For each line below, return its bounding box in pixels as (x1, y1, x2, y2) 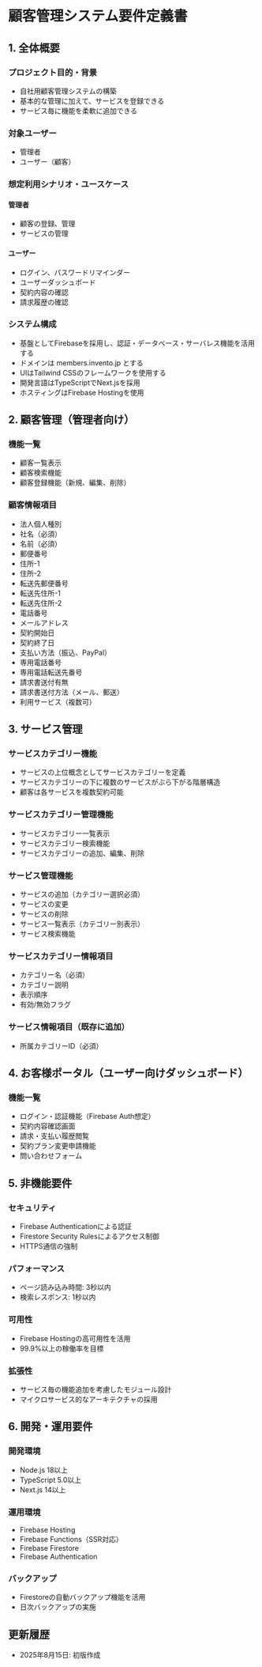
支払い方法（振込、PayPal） (19, 648, 112, 657)
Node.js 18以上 (19, 1465, 69, 1475)
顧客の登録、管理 (19, 219, 76, 229)
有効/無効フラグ (19, 1000, 71, 1009)
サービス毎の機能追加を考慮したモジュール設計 (19, 1385, 172, 1394)
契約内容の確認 (19, 287, 69, 297)
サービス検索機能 (19, 929, 76, 939)
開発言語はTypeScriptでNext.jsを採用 (19, 377, 140, 387)
